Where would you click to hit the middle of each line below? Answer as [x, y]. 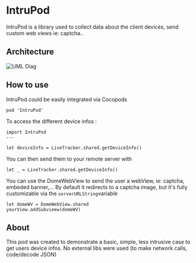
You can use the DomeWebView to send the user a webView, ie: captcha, [95, 181]
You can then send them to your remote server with [69, 159]
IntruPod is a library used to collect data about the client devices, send [93, 27]
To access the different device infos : [51, 121]
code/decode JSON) [31, 255]
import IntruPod [26, 132]
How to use [27, 85]
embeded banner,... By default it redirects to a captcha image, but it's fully [97, 187]
